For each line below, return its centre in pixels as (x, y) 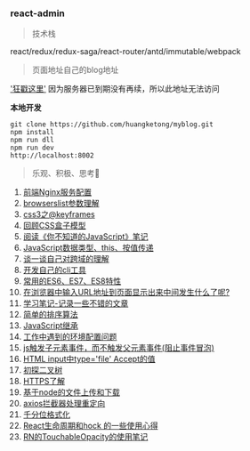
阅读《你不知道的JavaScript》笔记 (86, 237)
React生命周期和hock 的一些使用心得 (90, 426)
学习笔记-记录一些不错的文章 (76, 303)
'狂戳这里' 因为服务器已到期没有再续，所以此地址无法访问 (115, 89)
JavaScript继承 (51, 326)
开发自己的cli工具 (55, 270)
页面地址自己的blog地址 (75, 70)
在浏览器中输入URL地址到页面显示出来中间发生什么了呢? (126, 293)
